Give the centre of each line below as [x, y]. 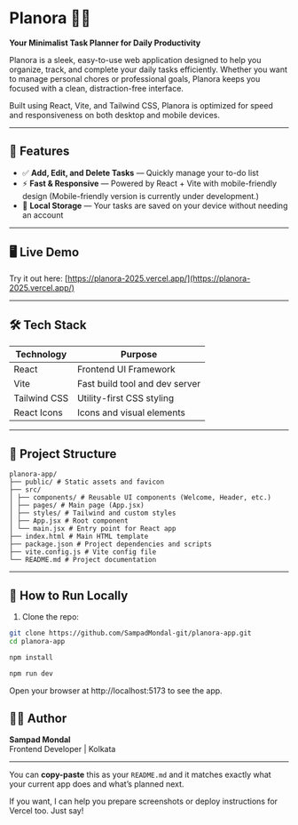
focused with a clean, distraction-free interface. [97, 88]
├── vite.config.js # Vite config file [83, 552]
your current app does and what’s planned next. [97, 784]
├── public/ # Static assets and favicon [87, 482]
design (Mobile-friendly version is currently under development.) [141, 196]
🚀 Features [39, 152]
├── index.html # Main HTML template [79, 537]
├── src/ [25, 490]
